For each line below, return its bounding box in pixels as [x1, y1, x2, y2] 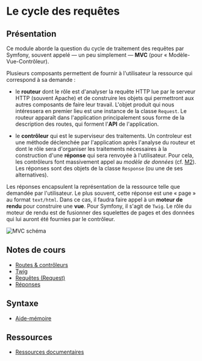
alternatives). [15, 171, 49, 178]
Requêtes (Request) [15, 274, 65, 282]
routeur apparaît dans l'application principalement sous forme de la [15, 114, 185, 121]
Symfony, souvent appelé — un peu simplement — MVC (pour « [6, 51, 168, 59]
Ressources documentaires [15, 348, 84, 356]
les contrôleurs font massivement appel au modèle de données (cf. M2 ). [15, 158, 197, 166]
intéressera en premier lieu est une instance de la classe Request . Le [15, 108, 187, 114]
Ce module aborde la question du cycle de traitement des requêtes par [6, 45, 184, 52]
